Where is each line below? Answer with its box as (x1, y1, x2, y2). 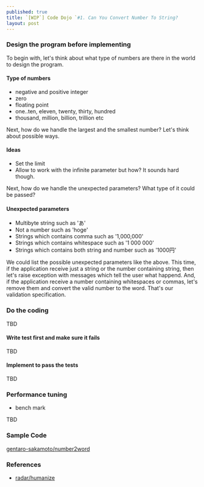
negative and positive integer (15, 88, 88, 95)
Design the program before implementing (6, 40, 131, 49)
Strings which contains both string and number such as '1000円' (15, 246, 177, 254)
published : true (6, 9, 47, 15)
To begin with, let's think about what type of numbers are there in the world (6, 54, 196, 62)
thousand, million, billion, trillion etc (15, 114, 104, 121)
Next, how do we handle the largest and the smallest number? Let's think (6, 126, 189, 133)
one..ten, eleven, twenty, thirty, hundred (15, 107, 116, 115)
